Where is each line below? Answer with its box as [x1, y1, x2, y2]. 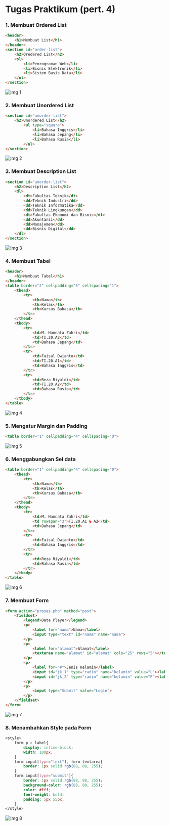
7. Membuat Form [5, 597, 49, 604]
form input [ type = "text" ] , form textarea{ [14, 759, 103, 764]
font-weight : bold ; [23, 792, 65, 797]
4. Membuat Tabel [5, 258, 51, 264]
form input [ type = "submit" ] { [14, 773, 73, 778]
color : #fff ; [23, 787, 51, 792]
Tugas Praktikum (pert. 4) [5, 4, 115, 15]
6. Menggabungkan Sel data [5, 455, 76, 463]
